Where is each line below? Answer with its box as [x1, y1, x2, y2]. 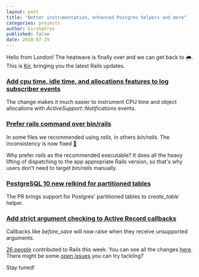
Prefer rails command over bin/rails [6, 120, 112, 128]
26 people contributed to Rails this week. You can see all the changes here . [6, 246, 193, 253]
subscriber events [6, 85, 61, 93]
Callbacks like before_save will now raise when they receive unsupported [6, 228, 188, 235]
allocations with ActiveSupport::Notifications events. [6, 105, 136, 112]
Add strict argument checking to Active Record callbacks [6, 214, 177, 222]
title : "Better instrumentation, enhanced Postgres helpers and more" [6, 14, 187, 20]
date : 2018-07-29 [6, 37, 50, 43]
